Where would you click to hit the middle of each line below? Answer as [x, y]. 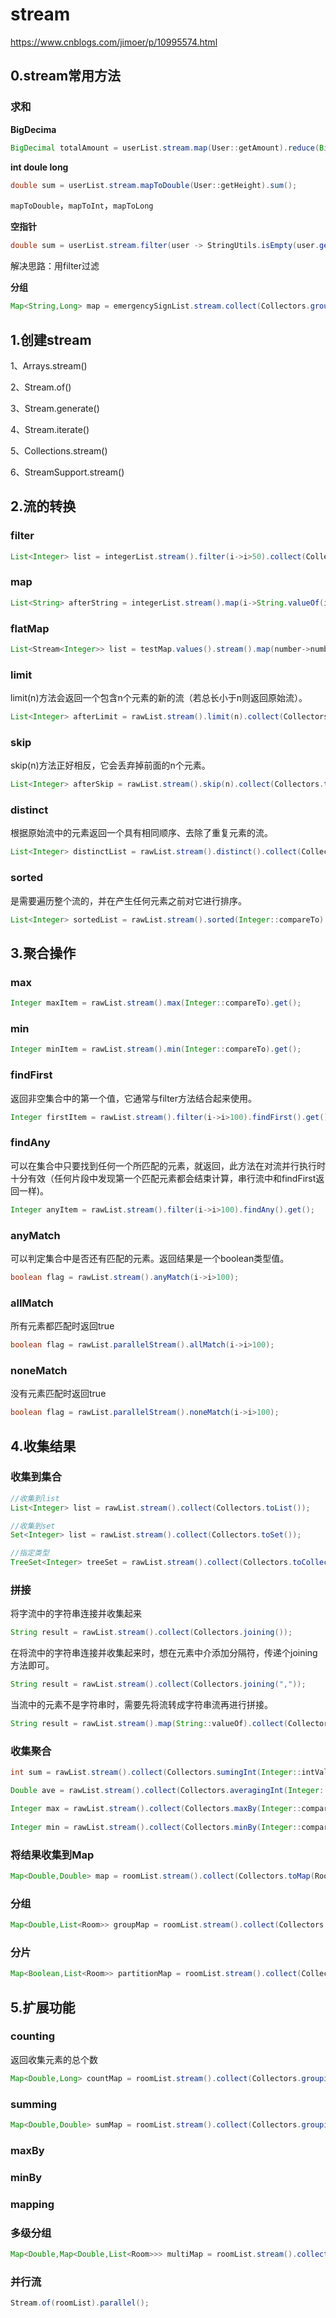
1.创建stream [51, 339]
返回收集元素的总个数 [54, 2059]
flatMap [30, 628]
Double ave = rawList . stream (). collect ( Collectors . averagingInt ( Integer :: [169, 1791]
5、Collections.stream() [59, 450]
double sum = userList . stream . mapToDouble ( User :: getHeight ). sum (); [154, 185]
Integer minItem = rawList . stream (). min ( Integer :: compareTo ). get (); [156, 1049]
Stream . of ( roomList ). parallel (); [80, 2303]
